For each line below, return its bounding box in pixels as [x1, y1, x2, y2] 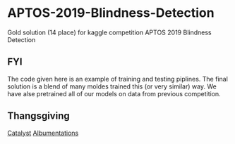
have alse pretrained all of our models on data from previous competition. [7, 89, 221, 98]
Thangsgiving [7, 110, 70, 122]
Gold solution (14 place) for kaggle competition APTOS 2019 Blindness [7, 28, 212, 37]
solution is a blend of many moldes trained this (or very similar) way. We [7, 82, 217, 91]
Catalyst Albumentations [7, 129, 79, 137]
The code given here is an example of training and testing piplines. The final [7, 74, 228, 83]
